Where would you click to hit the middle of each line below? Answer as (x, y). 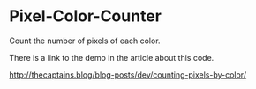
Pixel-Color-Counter (85, 16)
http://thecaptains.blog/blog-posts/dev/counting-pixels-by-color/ (128, 74)
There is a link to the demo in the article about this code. (112, 57)
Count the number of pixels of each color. (85, 41)
